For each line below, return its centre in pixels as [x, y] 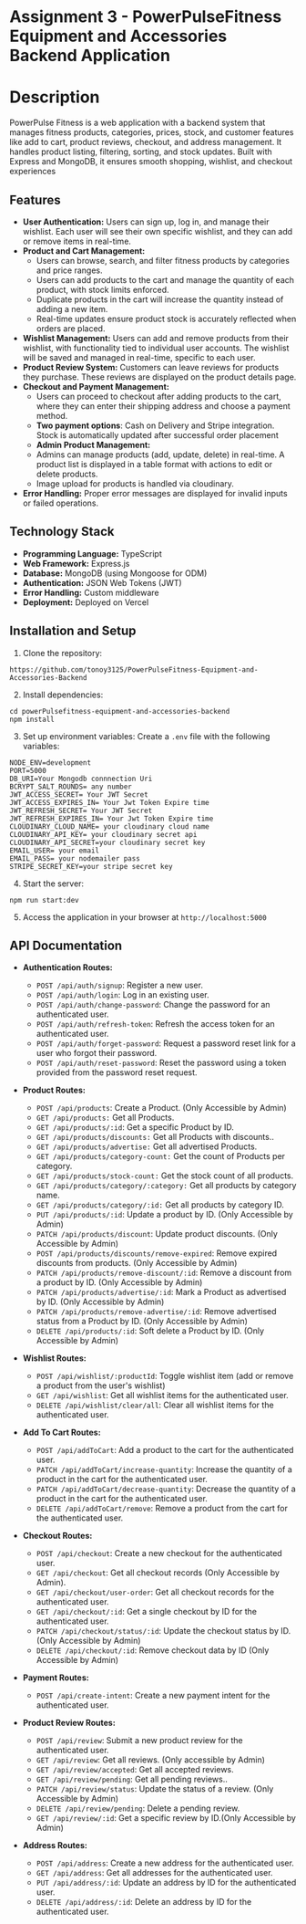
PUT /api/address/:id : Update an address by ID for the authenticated [166, 1883]
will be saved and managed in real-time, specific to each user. [139, 357]
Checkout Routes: [57, 1536]
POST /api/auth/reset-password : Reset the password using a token [161, 1063]
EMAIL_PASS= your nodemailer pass [75, 858]
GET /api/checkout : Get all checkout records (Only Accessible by [158, 1573]
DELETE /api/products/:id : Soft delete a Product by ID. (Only [150, 1331]
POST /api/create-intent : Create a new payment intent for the [153, 1696]
